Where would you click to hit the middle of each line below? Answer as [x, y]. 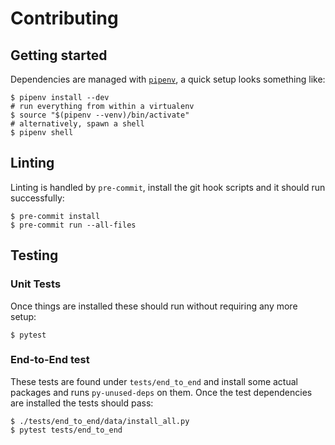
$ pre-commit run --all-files [73, 225]
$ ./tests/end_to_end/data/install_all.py [100, 421]
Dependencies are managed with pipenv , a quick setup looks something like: [168, 79]
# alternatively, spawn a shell [77, 124]
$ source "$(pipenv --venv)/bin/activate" [100, 115]
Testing [34, 255]
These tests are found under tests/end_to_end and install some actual [154, 381]
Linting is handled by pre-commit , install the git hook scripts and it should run [168, 187]
